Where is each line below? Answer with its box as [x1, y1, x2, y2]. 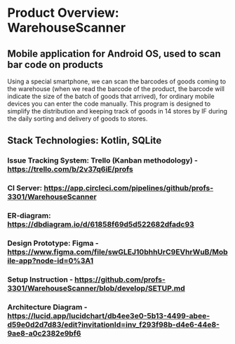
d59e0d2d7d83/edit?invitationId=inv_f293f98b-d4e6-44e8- [7, 319, 220, 329]
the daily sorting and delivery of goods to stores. [7, 114, 148, 123]
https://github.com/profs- [74, 275, 166, 284]
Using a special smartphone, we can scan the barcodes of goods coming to [7, 77, 227, 85]
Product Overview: [7, 5, 119, 21]
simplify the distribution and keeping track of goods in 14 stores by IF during [7, 107, 228, 115]
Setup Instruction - [7, 275, 74, 284]
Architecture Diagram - [7, 302, 88, 312]
